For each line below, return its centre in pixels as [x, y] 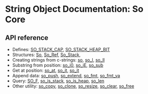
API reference [27, 38]
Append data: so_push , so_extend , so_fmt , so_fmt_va [66, 76]
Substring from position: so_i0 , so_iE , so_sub [58, 65]
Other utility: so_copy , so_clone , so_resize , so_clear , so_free [73, 86]
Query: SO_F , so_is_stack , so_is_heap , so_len [58, 81]
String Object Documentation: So [74, 9]
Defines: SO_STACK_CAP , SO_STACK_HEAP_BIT [61, 49]
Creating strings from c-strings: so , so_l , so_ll [58, 60]
